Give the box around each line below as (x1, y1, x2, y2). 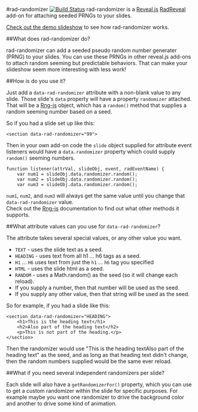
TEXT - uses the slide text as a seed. (14, 246, 103, 253)
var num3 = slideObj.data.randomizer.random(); (17, 182, 138, 188)
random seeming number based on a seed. (6, 108, 112, 115)
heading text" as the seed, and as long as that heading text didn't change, (6, 352, 188, 358)
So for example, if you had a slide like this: (6, 302, 111, 309)
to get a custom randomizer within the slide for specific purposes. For (6, 387, 178, 394)
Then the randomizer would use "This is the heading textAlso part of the (6, 345, 184, 352)
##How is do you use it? (6, 78, 66, 84)
